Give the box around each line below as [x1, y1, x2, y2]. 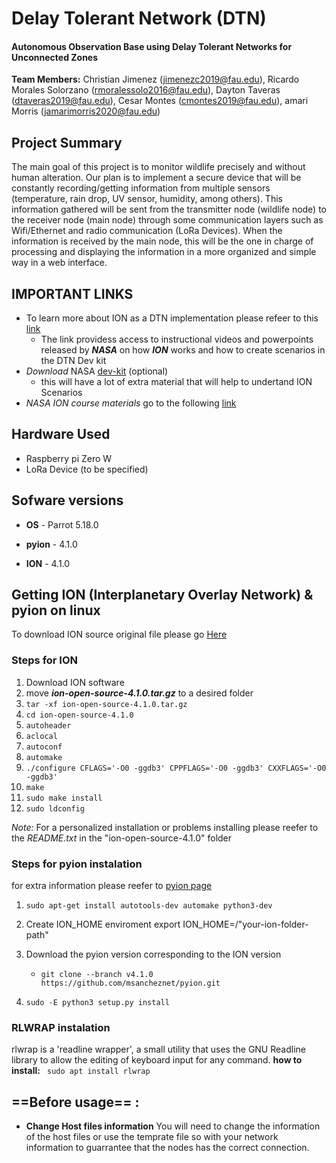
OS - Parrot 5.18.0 [25, 518, 99, 531]
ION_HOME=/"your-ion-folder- [182, 918, 309, 931]
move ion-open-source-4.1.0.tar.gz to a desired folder [25, 687, 254, 699]
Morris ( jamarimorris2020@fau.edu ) [11, 105, 161, 117]
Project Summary [11, 134, 123, 151]
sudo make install [25, 793, 103, 803]
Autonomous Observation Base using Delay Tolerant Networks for [11, 40, 293, 52]
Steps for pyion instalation [11, 857, 143, 871]
